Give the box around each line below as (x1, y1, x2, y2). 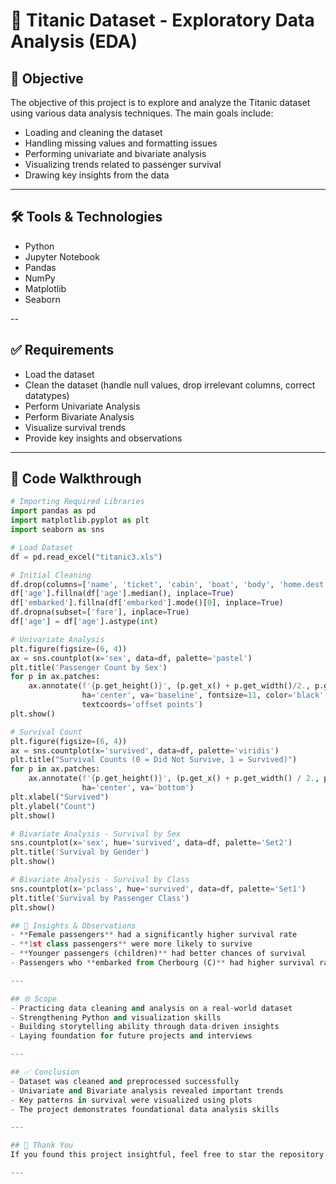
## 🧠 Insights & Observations (10, 920, 137, 931)
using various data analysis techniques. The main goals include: (10, 107, 274, 119)
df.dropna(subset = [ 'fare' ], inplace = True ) (10, 607, 190, 618)
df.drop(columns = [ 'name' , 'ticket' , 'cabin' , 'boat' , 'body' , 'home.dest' (10, 579, 329, 589)
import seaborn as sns (10, 525, 105, 535)
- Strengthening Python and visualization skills (10, 1012, 222, 1023)
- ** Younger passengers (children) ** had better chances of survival (10, 949, 307, 959)
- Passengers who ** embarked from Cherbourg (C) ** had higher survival (10, 958, 315, 968)
